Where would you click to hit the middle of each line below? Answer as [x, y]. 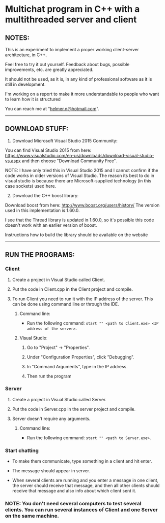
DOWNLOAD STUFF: [37, 129]
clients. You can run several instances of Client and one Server [82, 510]
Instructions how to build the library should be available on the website [77, 235]
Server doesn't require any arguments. [51, 418]
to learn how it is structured [33, 99]
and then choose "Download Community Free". [69, 161]
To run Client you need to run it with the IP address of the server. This [82, 299]
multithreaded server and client [71, 19]
